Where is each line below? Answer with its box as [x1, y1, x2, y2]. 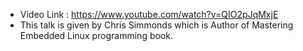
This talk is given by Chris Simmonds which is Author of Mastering [19, 19, 294, 31]
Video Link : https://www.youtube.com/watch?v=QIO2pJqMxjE [19, 9, 279, 20]
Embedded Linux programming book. [19, 30, 173, 41]
